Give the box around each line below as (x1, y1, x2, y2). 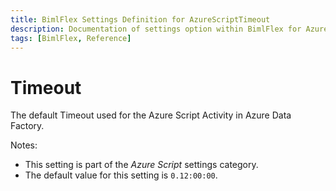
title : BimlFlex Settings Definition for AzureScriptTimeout (10, 14, 271, 25)
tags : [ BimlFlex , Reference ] (10, 33, 132, 43)
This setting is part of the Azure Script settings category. (24, 159, 259, 171)
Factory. (10, 120, 45, 132)
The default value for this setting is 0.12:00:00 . (24, 169, 218, 181)
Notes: (10, 139, 38, 151)
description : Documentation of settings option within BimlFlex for (10, 24, 302, 34)
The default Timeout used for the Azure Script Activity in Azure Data (10, 109, 292, 121)
